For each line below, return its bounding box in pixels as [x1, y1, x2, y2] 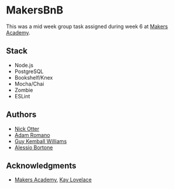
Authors [6, 109, 37, 120]
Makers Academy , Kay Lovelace [14, 176, 92, 183]
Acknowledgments [6, 160, 77, 170]
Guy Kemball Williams [14, 138, 67, 145]
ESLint [14, 92, 30, 99]
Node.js [14, 61, 34, 68]
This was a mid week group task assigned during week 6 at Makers [6, 23, 168, 30]
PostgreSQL [14, 68, 44, 75]
